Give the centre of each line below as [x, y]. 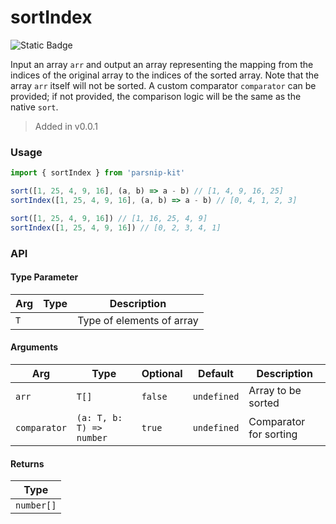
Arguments [34, 347]
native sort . [34, 107]
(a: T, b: [99, 417]
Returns [27, 463]
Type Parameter [44, 277]
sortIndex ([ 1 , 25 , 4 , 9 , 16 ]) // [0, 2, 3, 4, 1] [116, 227]
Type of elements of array [138, 320]
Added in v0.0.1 [66, 126]
